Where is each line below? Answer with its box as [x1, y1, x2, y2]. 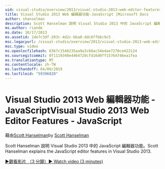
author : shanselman [5, 16, 45, 21]
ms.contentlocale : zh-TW [5, 62, 56, 67]
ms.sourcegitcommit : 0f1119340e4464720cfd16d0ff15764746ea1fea [5, 53, 137, 58]
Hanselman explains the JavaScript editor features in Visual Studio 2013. [5, 148, 152, 154]
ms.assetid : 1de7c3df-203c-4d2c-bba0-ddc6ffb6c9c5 [5, 35, 111, 40]
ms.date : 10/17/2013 [5, 30, 48, 35]
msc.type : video [5, 44, 38, 49]
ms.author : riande [5, 26, 43, 31]
